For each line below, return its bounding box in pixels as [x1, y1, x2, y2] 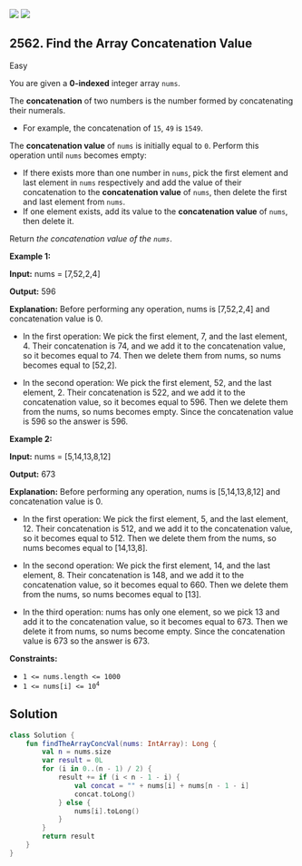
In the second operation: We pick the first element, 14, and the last [22, 559, 270, 571]
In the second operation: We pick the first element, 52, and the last [22, 377, 272, 388]
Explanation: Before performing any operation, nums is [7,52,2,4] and [9, 303, 270, 314]
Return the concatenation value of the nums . [9, 232, 172, 244]
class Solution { [9, 731, 75, 740]
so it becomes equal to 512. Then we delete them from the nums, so [22, 532, 277, 544]
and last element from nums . [22, 196, 126, 207]
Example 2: [9, 433, 53, 444]
